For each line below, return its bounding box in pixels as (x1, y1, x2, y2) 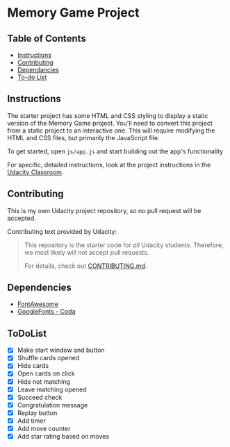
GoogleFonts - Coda (17, 307, 76, 316)
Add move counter (17, 424, 71, 432)
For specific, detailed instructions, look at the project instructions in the (7, 160, 211, 169)
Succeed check (17, 393, 63, 401)
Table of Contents (7, 33, 87, 44)
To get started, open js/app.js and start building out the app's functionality (7, 147, 224, 155)
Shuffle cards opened (17, 354, 80, 362)
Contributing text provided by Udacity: (7, 227, 117, 235)
